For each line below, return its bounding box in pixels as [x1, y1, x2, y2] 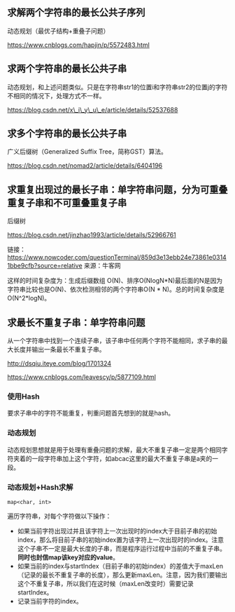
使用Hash [7, 392, 40, 401]
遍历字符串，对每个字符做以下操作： [7, 512, 112, 520]
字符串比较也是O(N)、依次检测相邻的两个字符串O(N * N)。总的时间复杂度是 [7, 285, 225, 293]
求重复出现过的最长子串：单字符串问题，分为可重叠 [7, 183, 228, 195]
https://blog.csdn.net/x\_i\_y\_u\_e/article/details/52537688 [7, 105, 178, 114]
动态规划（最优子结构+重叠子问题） [7, 27, 110, 35]
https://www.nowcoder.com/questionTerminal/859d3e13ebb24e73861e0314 [7, 253, 227, 262]
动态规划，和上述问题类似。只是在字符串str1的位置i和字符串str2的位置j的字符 [7, 83, 228, 91]
